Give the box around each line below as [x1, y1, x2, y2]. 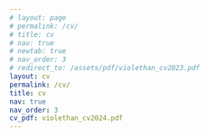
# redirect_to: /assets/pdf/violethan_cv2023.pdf [9, 64, 201, 73]
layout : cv [9, 72, 51, 81]
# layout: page [9, 13, 67, 23]
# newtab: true [9, 47, 67, 56]
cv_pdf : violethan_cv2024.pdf [9, 114, 124, 123]
